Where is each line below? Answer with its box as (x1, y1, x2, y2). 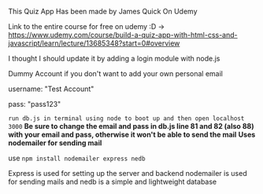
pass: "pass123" (8, 100, 61, 108)
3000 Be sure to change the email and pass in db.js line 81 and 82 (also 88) (8, 122, 254, 130)
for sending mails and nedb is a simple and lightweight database (8, 177, 217, 186)
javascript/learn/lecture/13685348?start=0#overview (8, 38, 180, 48)
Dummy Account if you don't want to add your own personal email (8, 69, 223, 78)
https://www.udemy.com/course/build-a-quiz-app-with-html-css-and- (8, 31, 238, 39)
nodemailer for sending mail (8, 138, 102, 148)
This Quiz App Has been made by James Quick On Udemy (8, 7, 198, 16)
